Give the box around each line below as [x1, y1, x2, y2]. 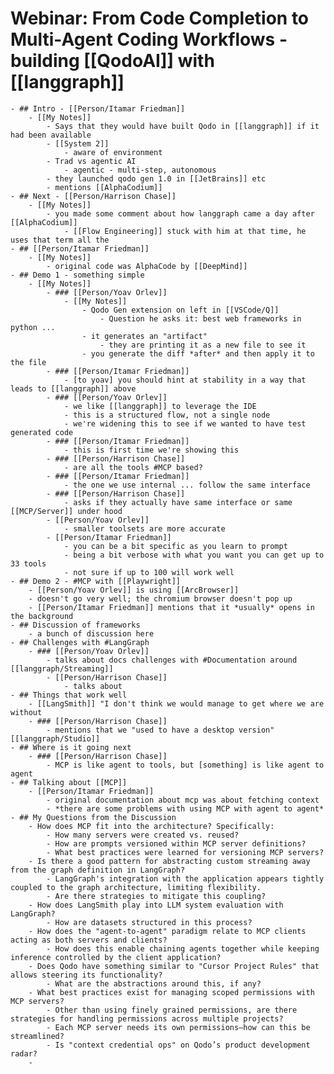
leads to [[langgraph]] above [10, 383, 137, 394]
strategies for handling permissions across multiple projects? [10, 1013, 284, 1024]
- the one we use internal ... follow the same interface [63, 480, 311, 490]
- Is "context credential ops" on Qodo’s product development [46, 1040, 311, 1050]
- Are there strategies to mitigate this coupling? [46, 891, 267, 901]
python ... [10, 322, 56, 332]
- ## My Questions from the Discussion [10, 812, 177, 822]
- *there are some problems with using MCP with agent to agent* [46, 803, 325, 814]
